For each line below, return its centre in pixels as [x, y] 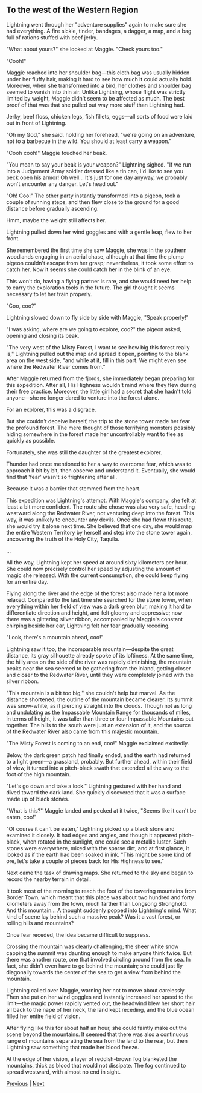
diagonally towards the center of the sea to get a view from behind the [94, 972]
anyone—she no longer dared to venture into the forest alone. [83, 398]
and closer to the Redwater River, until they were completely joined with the [100, 675]
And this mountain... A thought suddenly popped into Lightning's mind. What [101, 910]
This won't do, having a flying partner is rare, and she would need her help [99, 281]
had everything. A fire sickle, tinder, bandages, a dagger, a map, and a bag [99, 31]
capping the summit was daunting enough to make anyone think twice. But [99, 953]
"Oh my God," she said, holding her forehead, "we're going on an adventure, [101, 134]
